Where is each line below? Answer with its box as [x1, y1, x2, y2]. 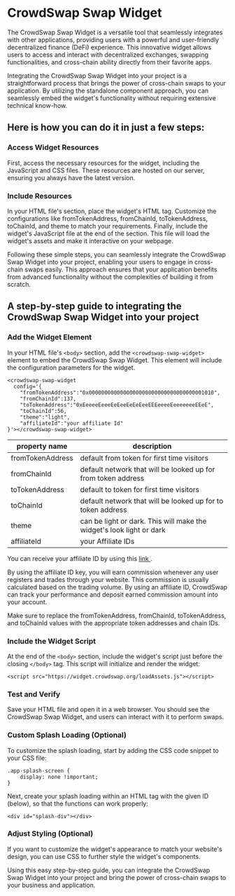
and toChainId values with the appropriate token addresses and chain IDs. [7, 618, 220, 627]
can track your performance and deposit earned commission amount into [7, 590, 218, 599]
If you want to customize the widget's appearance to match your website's [7, 845, 222, 853]
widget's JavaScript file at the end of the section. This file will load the [7, 229, 210, 238]
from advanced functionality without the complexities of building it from [7, 272, 214, 281]
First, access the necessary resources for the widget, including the [7, 158, 201, 167]
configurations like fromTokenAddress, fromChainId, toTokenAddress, [7, 214, 208, 222]
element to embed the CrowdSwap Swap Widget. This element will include [7, 355, 222, 364]
